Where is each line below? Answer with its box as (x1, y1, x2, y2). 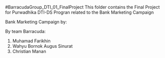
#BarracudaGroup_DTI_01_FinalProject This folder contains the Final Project (5, 4, 160, 10)
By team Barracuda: (5, 29, 46, 34)
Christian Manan (12, 49, 46, 54)
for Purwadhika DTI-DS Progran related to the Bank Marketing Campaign (5, 9, 154, 15)
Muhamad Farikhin (12, 38, 51, 44)
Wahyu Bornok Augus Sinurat (12, 43, 73, 49)
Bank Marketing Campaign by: (5, 19, 67, 25)
